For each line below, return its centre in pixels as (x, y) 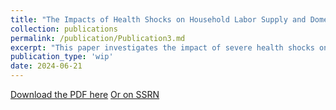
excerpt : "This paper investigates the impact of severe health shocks (162, 47)
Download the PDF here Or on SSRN (85, 94)
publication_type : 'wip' (62, 57)
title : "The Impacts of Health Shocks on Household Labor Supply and (158, 19)
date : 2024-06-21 (46, 66)
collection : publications (64, 29)
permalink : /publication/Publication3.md (98, 38)
